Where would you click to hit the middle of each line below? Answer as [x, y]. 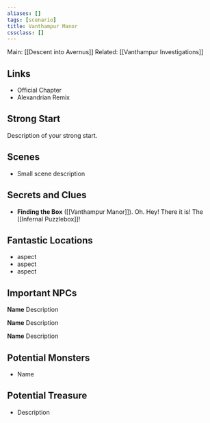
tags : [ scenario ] [32, 20]
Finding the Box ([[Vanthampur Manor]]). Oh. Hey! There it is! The [110, 211]
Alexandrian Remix [43, 97]
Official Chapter [39, 90]
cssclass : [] [26, 33]
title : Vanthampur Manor [42, 26]
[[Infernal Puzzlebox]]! [49, 219]
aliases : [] [24, 13]
